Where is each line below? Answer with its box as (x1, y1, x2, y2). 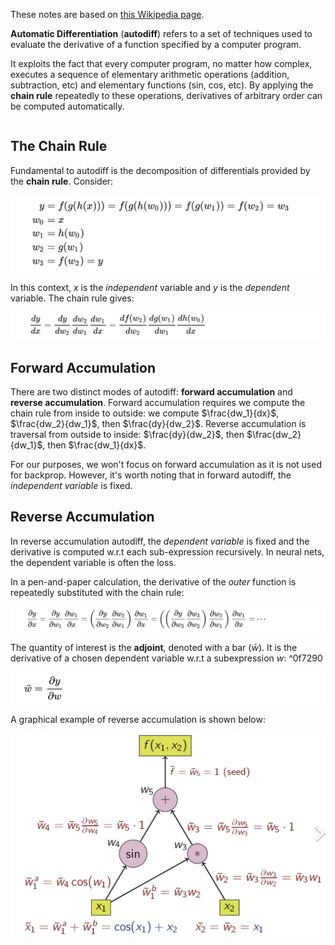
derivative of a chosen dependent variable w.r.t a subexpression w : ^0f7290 (10, 652, 323, 664)
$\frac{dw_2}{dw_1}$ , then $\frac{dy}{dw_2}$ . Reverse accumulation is (10, 417, 307, 429)
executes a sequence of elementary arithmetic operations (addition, (10, 69, 290, 80)
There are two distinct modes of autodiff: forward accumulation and (10, 385, 293, 398)
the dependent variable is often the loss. (10, 556, 177, 568)
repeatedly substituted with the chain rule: (10, 586, 185, 598)
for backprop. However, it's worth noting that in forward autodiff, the (10, 469, 292, 481)
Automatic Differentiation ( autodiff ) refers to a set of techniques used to (10, 28, 313, 39)
